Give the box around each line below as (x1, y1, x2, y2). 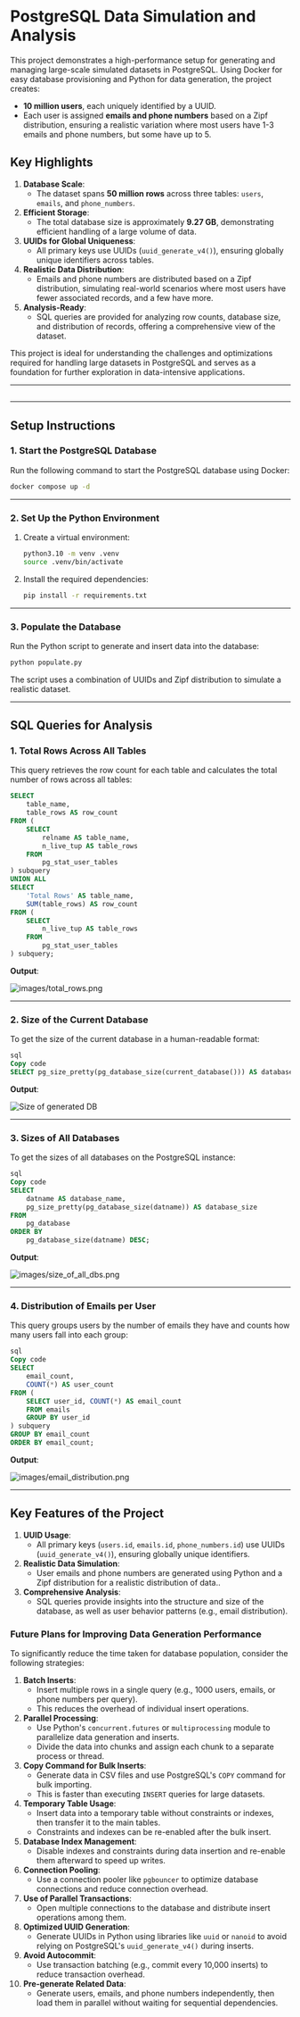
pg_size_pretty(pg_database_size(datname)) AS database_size (26, 1203, 257, 1212)
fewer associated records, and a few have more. (36, 292, 214, 303)
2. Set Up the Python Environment (10, 512, 159, 524)
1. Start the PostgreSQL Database (10, 445, 157, 457)
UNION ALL (10, 875, 47, 884)
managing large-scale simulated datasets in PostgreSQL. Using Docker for (10, 64, 283, 75)
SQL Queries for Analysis (10, 718, 153, 733)
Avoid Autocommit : (22, 1949, 97, 1961)
